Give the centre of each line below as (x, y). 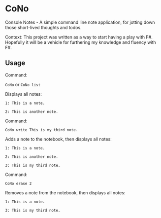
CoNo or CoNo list (23, 84)
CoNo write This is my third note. (42, 130)
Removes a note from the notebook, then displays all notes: (65, 192)
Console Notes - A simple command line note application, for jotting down (80, 22)
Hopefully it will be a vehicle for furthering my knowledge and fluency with (80, 42)
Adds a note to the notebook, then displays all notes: (58, 139)
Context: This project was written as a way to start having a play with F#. (79, 37)
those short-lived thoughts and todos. (44, 27)
